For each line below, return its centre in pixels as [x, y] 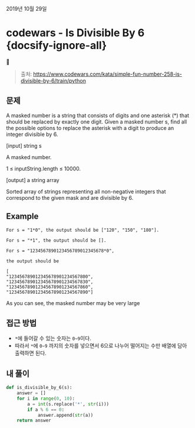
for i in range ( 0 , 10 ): [46, 398]
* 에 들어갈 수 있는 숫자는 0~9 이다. [53, 338]
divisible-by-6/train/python [53, 80]
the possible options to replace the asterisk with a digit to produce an [90, 128]
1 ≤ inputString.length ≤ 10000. [44, 168]
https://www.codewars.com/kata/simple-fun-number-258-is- [108, 74]
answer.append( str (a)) [65, 415]
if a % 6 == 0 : [46, 410]
